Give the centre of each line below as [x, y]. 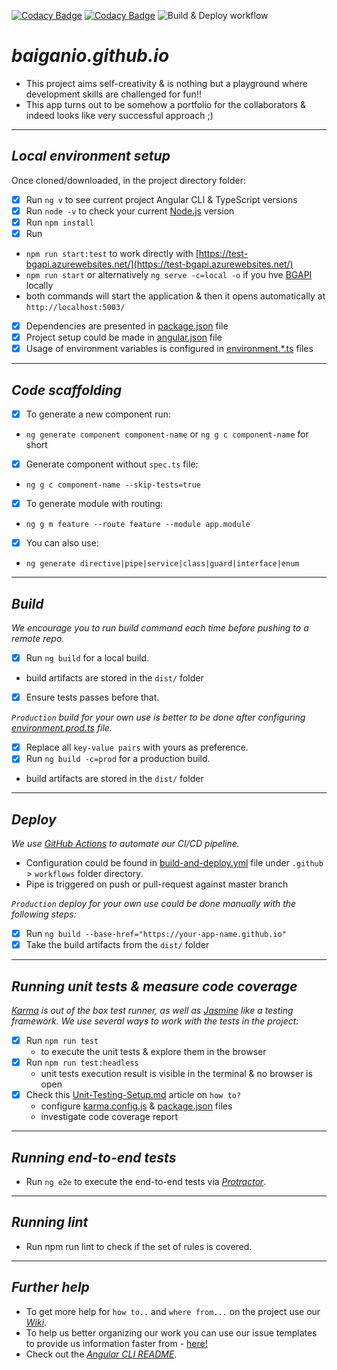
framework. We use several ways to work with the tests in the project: [155, 1021]
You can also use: [62, 543]
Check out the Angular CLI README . [101, 1354]
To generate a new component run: [98, 414]
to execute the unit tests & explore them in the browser [153, 1052]
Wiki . [36, 1322]
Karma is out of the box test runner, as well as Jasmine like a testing [152, 1011]
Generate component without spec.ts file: [112, 464]
